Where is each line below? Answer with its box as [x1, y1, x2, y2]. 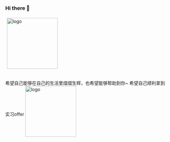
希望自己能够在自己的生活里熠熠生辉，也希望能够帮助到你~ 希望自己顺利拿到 [5, 80, 165, 86]
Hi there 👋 [5, 5, 30, 12]
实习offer [5, 111, 24, 118]
